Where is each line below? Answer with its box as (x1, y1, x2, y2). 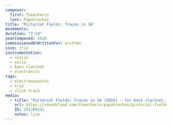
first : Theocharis (10, 12, 50, 17)
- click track (10, 88, 40, 93)
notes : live (14, 112, 40, 117)
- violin (10, 55, 29, 60)
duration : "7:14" (5, 31, 42, 36)
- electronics (10, 69, 40, 74)
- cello (10, 60, 27, 65)
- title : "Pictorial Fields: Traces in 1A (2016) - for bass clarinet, (10, 97, 166, 103)
